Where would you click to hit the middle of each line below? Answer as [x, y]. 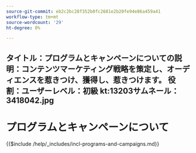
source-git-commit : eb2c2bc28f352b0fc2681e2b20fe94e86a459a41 [83, 11]
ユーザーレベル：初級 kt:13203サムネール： [100, 91]
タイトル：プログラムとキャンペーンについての [90, 58]
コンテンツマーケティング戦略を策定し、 [94, 69]
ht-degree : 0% [23, 28]
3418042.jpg [30, 100]
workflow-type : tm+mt [32, 17]
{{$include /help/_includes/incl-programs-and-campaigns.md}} [83, 144]
